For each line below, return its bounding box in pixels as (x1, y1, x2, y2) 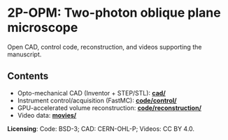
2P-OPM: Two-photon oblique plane (7, 5, 222, 21)
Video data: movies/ (17, 111, 77, 119)
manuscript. (7, 50, 42, 59)
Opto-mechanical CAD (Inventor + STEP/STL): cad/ (17, 88, 166, 97)
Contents (7, 70, 49, 82)
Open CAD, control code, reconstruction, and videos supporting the (7, 42, 202, 51)
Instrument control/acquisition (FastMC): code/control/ (17, 96, 177, 104)
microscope (7, 20, 78, 36)
